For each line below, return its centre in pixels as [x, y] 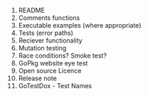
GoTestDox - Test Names [55, 86]
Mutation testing [42, 48]
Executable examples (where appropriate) [80, 25]
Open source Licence [50, 71]
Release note [38, 78]
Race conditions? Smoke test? [63, 55]
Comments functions [49, 18]
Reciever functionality [50, 41]
